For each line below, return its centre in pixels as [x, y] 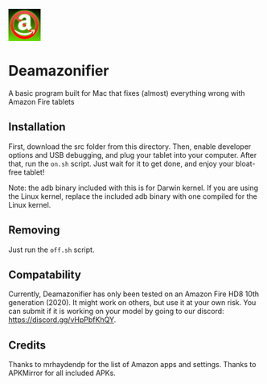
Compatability [45, 275]
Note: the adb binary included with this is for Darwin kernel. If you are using [133, 188]
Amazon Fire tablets [41, 101]
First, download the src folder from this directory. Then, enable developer [130, 147]
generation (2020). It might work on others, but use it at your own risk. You [132, 303]
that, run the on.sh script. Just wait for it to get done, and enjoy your [121, 163]
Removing [34, 230]
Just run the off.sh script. [51, 250]
